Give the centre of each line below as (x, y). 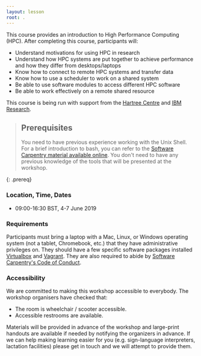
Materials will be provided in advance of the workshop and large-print (93, 327)
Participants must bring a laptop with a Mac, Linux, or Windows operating (97, 237)
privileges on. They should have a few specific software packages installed (99, 250)
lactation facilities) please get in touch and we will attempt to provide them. (99, 346)
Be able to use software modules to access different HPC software (97, 84)
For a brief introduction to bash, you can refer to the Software (97, 149)
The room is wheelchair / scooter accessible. (71, 309)
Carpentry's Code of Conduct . (44, 262)
